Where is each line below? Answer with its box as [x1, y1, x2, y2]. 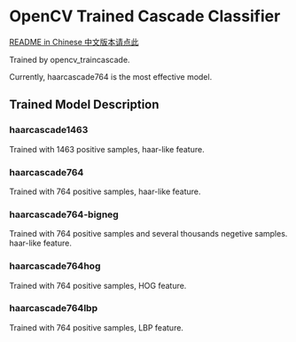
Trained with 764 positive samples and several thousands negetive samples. [9, 229, 288, 239]
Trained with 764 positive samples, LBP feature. [9, 322, 184, 333]
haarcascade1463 [9, 124, 89, 136]
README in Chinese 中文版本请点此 [9, 36, 139, 47]
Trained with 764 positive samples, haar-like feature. [9, 186, 201, 197]
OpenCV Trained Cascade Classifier [9, 6, 281, 27]
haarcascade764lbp [9, 302, 98, 315]
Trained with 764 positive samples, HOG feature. [9, 280, 187, 291]
